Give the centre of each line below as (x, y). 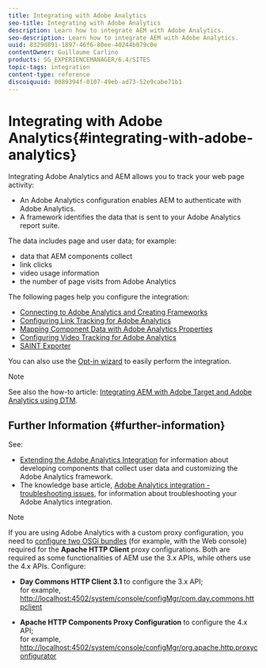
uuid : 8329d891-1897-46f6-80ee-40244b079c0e (83, 45)
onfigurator (38, 656)
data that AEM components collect (76, 256)
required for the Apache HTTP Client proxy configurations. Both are (120, 550)
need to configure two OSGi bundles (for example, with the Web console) (127, 541)
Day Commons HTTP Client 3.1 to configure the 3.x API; (111, 582)
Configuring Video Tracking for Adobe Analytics (98, 338)
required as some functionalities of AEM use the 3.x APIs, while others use (129, 558)
